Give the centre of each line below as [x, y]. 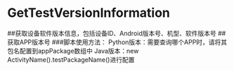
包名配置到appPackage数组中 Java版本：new [73, 51]
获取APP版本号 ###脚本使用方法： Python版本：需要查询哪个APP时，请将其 [117, 42]
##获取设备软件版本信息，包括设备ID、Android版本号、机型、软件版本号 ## [117, 33]
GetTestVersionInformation [89, 13]
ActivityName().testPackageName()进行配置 [71, 59]
